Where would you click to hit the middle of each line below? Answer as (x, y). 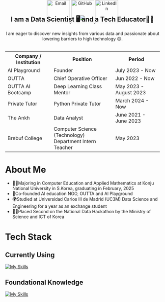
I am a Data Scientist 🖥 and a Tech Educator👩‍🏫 (82, 19)
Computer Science (75, 129)
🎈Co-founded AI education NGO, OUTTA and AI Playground (72, 194)
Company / (28, 56)
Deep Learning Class (78, 86)
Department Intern (75, 142)
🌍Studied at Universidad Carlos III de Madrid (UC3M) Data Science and (85, 199)
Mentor (62, 93)
